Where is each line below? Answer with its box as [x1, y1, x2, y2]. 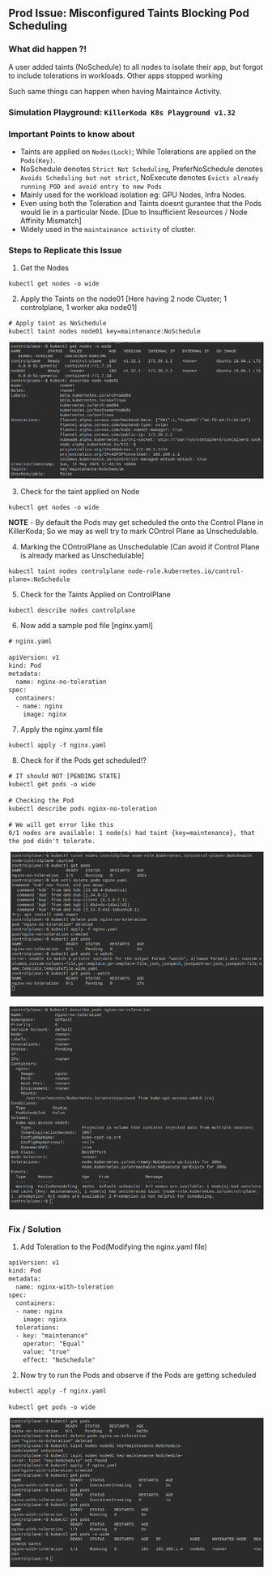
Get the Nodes [19, 263, 69, 273]
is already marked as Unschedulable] [19, 550, 144, 560]
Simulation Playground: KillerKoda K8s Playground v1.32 [8, 106, 236, 118]
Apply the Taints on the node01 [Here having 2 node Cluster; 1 [19, 294, 227, 304]
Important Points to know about [8, 128, 135, 140]
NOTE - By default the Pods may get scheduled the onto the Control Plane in [8, 517, 264, 527]
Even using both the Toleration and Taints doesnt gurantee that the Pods [19, 198, 261, 208]
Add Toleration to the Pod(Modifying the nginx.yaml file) [19, 1242, 208, 1252]
